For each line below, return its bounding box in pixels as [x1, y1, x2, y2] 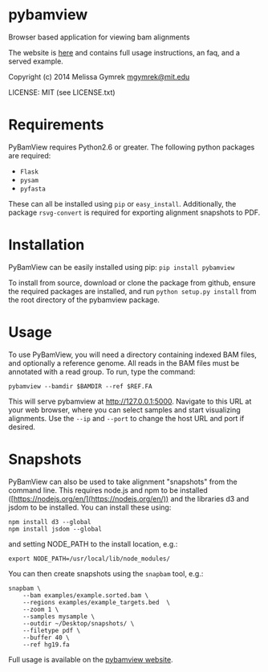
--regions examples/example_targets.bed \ [22, 598, 171, 606]
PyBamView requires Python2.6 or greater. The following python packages [8, 142, 255, 152]
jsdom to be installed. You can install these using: [8, 502, 172, 512]
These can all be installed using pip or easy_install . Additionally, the [8, 199, 237, 208]
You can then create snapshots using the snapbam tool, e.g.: [8, 568, 204, 578]
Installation [8, 236, 85, 254]
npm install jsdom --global [8, 525, 103, 533]
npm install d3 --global [8, 518, 91, 526]
